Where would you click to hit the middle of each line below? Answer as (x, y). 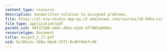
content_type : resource (30, 10)
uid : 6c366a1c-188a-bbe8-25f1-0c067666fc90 (51, 42)
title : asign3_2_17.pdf (30, 38)
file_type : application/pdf (34, 24)
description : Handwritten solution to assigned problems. (66, 14)
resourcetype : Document (30, 33)
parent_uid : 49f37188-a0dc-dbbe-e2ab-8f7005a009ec (59, 28)
